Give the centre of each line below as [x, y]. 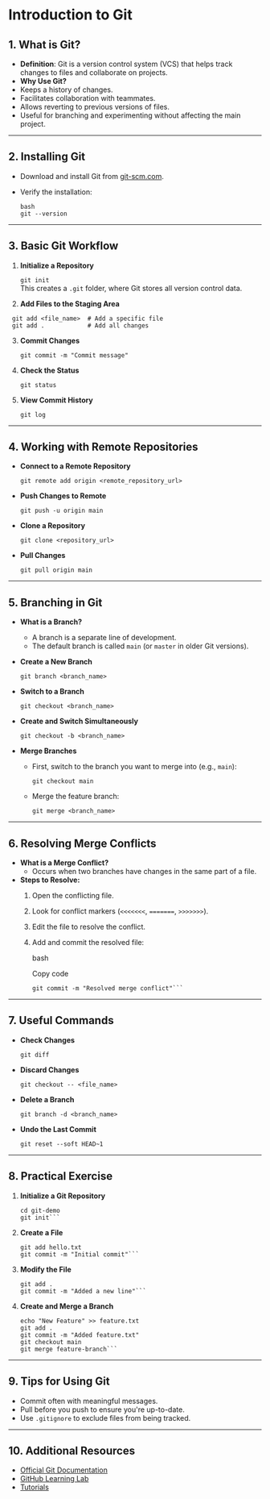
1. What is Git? [45, 45]
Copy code [50, 974]
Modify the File [46, 1269]
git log [33, 414]
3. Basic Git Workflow [63, 246]
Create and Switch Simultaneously [79, 721]
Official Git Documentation [64, 1470]
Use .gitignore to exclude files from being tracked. [105, 1418]
